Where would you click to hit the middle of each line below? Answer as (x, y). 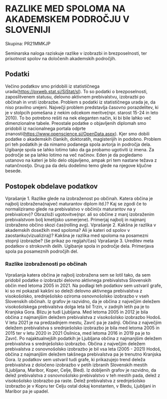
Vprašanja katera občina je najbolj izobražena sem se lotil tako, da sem (78, 275)
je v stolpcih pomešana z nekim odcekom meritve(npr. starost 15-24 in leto (82, 112)
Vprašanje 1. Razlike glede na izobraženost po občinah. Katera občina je (79, 198)
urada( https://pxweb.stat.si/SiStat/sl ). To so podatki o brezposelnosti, (77, 91)
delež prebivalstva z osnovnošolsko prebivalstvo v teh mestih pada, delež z (83, 375)
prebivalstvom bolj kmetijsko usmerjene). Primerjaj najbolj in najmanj (76, 219)
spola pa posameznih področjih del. (42, 251)
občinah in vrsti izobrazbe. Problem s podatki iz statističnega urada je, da (81, 102)
